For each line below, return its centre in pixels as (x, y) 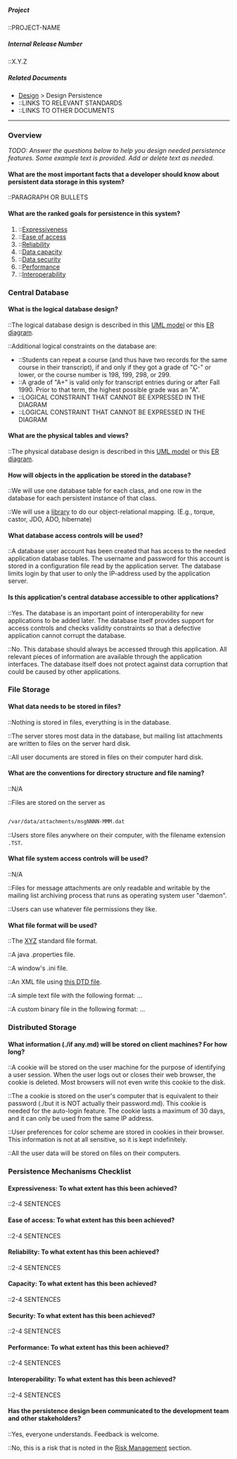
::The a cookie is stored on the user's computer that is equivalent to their (113, 1096)
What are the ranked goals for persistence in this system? (94, 214)
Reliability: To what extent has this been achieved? (84, 1252)
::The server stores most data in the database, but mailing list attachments (116, 736)
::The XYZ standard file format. (53, 941)
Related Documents (38, 78)
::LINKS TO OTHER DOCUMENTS (66, 110)
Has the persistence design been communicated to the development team (118, 1411)
